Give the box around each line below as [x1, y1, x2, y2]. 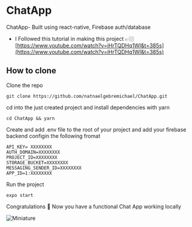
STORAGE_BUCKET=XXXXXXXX [6, 160, 68, 166]
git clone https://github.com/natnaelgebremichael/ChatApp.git [6, 93, 168, 99]
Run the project [6, 181, 44, 188]
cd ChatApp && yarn [6, 115, 55, 121]
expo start [6, 192, 34, 198]
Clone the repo [6, 82, 43, 89]
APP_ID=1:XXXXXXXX [6, 170, 52, 176]
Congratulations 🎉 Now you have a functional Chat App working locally [6, 202, 182, 210]
